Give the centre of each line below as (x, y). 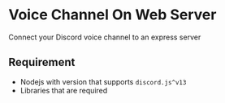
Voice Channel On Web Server (112, 15)
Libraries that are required (64, 90)
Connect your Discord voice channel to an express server (105, 37)
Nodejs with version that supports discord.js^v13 (103, 81)
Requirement (42, 62)
